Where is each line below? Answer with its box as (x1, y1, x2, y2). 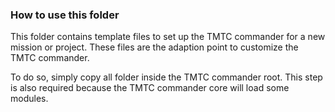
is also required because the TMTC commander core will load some (10, 82, 290, 94)
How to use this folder (10, 8, 120, 22)
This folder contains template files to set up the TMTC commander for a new (10, 31, 326, 43)
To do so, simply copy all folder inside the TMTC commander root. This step (10, 71, 323, 83)
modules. (10, 93, 49, 105)
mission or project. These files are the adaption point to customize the (10, 41, 299, 53)
